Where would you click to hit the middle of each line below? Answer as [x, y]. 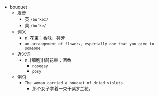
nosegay [40, 66]
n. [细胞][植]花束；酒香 [48, 60]
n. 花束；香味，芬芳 [45, 38]
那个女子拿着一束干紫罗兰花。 [63, 88]
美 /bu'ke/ [35, 25]
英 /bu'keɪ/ [37, 19]
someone [33, 48]
